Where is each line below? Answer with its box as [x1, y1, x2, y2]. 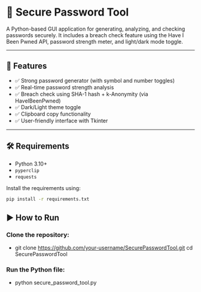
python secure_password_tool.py [14, 279, 97, 287]
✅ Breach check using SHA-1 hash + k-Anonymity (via [14, 90, 148, 98]
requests [14, 174, 37, 180]
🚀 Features [6, 61, 47, 71]
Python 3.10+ [14, 160, 48, 167]
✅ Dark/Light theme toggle [14, 103, 81, 110]
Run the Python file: [6, 266, 65, 274]
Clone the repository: [6, 230, 70, 239]
